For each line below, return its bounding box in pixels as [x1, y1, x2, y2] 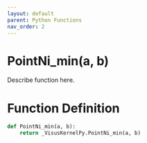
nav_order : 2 [7, 23, 45, 30]
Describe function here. [7, 76, 75, 84]
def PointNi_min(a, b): [7, 123, 76, 131]
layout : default [7, 10, 54, 17]
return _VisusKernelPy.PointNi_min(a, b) [19, 130, 141, 137]
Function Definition [7, 100, 120, 116]
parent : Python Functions [7, 17, 82, 24]
